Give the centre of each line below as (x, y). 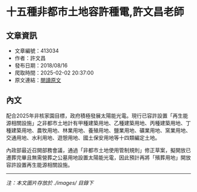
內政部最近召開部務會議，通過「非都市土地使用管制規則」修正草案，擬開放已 (98, 150)
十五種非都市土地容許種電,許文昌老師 (95, 12)
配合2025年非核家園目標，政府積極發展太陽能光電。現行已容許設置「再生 (95, 116)
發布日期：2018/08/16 (41, 65)
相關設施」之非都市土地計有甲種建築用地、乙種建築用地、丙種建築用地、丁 (101, 123)
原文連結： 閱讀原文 (38, 80)
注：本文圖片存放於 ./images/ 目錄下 (50, 183)
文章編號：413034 (37, 51)
